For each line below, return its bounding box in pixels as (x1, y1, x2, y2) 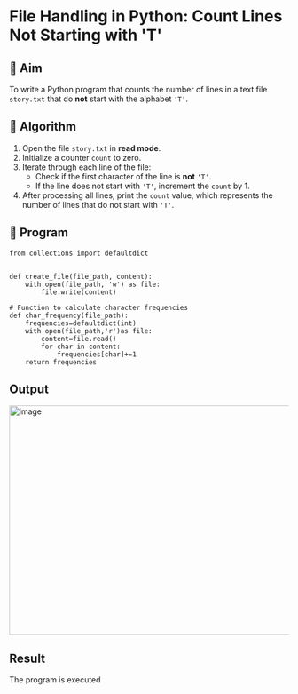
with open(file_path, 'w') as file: (25, 280, 161, 289)
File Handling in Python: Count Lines (9, 6, 283, 27)
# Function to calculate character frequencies (9, 303, 189, 312)
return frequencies (25, 357, 98, 366)
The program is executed (9, 674, 101, 685)
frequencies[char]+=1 (56, 349, 137, 359)
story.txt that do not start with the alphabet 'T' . (9, 93, 189, 104)
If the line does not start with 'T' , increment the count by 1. (35, 180, 250, 191)
